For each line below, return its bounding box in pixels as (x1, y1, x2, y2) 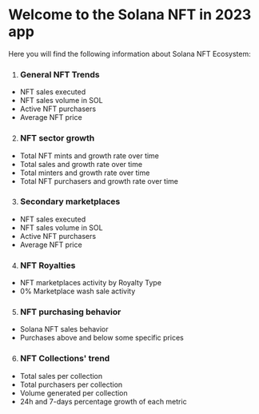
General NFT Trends (19, 69, 100, 80)
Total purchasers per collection (19, 380, 123, 389)
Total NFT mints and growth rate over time (19, 150, 160, 161)
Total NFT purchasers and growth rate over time (19, 176, 178, 185)
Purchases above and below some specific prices (19, 333, 184, 343)
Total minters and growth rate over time (19, 168, 150, 177)
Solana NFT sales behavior (19, 324, 110, 334)
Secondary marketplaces (19, 196, 121, 207)
